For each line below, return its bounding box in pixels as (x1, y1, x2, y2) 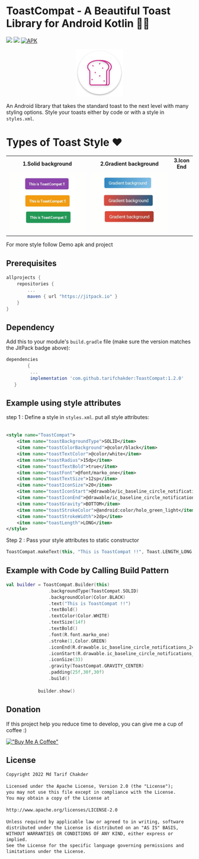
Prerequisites (6, 258, 57, 268)
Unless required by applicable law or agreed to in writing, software (6, 819, 184, 825)
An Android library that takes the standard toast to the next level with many (6, 102, 189, 109)
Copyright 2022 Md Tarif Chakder (6, 772, 89, 778)
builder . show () (37, 688, 76, 694)
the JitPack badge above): (6, 344, 70, 352)
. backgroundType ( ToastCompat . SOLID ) (48, 588, 139, 594)
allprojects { (6, 274, 41, 281)
